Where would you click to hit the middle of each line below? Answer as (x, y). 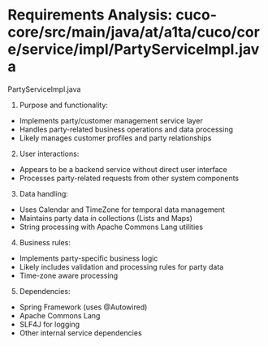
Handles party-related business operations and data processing (126, 129)
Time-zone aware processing (69, 275)
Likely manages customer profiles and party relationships (115, 138)
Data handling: (43, 193)
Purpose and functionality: (64, 105)
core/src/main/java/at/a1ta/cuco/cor (134, 32)
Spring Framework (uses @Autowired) (83, 307)
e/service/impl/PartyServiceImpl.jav (134, 50)
